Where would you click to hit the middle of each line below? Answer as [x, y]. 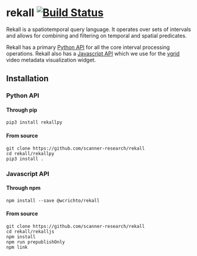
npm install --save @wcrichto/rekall [53, 201]
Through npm [23, 188]
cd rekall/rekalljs [30, 232]
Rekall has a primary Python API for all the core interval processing [88, 47]
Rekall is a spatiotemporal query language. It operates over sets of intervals [99, 29]
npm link [17, 247]
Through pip [22, 110]
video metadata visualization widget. [51, 60]
